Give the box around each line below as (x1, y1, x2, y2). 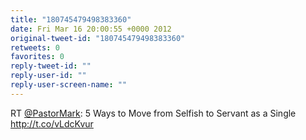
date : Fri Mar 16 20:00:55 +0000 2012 (10, 24, 172, 34)
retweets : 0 (10, 42, 60, 53)
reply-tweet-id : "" (10, 61, 92, 71)
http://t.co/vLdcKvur (10, 117, 94, 130)
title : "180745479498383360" (10, 14, 132, 25)
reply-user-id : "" (10, 71, 87, 81)
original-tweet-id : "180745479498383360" (10, 33, 186, 43)
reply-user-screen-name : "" (10, 80, 128, 90)
